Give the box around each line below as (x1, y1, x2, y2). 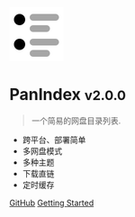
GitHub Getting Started (9, 197, 94, 208)
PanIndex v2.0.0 (9, 85, 127, 105)
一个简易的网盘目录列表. (31, 115, 121, 126)
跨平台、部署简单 (22, 134, 86, 145)
